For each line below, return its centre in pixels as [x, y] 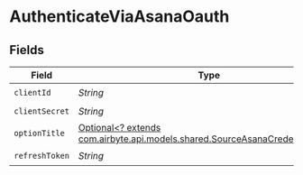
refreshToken [42, 156]
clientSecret [42, 111]
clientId [32, 92]
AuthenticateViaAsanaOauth [119, 17]
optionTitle [40, 133]
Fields [27, 50]
